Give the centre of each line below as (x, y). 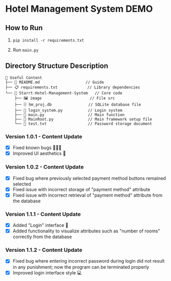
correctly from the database (42, 237)
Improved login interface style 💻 (47, 273)
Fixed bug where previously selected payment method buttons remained (89, 178)
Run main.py (26, 50)
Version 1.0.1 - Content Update (44, 136)
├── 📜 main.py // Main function (70, 115)
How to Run (24, 28)
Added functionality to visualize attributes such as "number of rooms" (86, 231)
